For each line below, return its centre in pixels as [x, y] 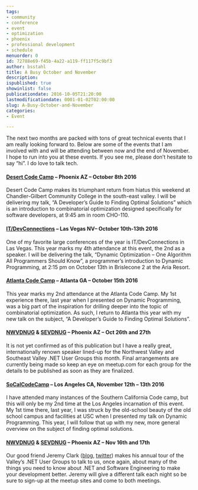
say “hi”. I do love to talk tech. [42, 163]
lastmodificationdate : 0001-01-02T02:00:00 [61, 99]
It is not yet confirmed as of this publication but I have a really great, [89, 346]
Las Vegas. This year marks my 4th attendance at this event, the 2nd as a [95, 248]
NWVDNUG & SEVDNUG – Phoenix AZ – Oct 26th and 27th [79, 333]
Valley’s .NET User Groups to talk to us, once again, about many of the [92, 462]
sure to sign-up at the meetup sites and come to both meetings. [84, 481]
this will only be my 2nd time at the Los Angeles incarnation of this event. [95, 404]
